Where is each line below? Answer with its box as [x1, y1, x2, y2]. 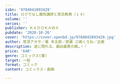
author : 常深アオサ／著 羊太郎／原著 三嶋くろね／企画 [5, 40, 105, 44]
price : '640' [5, 48, 32, 53]
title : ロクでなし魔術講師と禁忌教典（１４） [5, 12, 87, 17]
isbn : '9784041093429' [5, 7, 52, 12]
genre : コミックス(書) [5, 53, 47, 58]
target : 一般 [5, 58, 31, 63]
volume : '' [5, 16, 28, 21]
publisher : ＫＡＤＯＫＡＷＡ [5, 26, 59, 31]
